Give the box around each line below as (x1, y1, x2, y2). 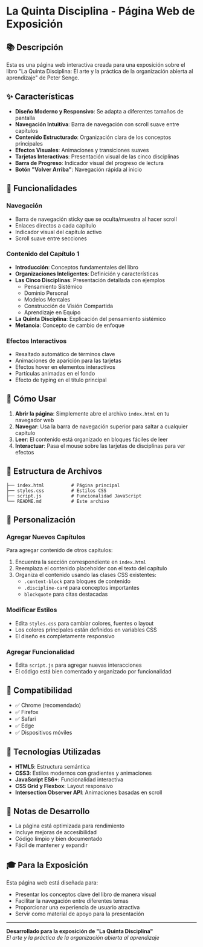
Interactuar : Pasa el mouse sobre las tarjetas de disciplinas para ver (14, 442, 185, 450)
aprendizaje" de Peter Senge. (6, 74, 80, 81)
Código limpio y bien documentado (14, 835, 103, 843)
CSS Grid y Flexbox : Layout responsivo (14, 782, 114, 789)
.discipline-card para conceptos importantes (24, 584, 140, 591)
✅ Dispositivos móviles (14, 729, 72, 736)
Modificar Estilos (6, 605, 57, 614)
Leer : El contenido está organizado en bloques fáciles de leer (14, 436, 168, 443)
